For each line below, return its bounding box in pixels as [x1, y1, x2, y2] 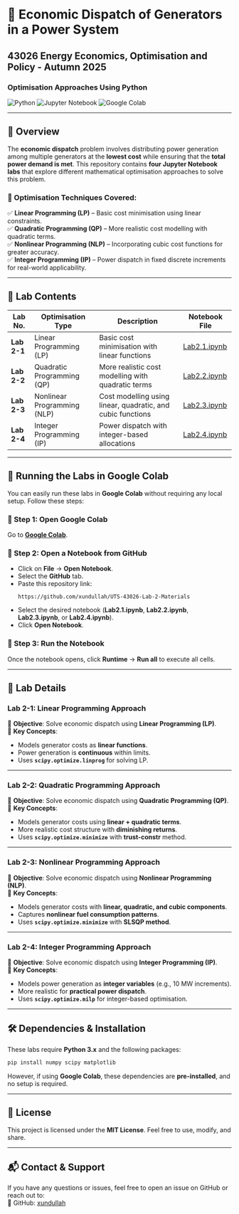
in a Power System [7, 21, 119, 38]
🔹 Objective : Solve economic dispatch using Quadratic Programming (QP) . [7, 797, 229, 805]
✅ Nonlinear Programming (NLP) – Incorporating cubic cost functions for [7, 240, 223, 248]
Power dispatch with [99, 420, 167, 430]
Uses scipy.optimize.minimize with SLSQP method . [17, 917, 171, 926]
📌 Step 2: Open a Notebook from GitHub [7, 548, 147, 558]
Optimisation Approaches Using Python [7, 82, 148, 92]
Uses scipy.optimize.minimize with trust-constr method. [17, 833, 187, 841]
